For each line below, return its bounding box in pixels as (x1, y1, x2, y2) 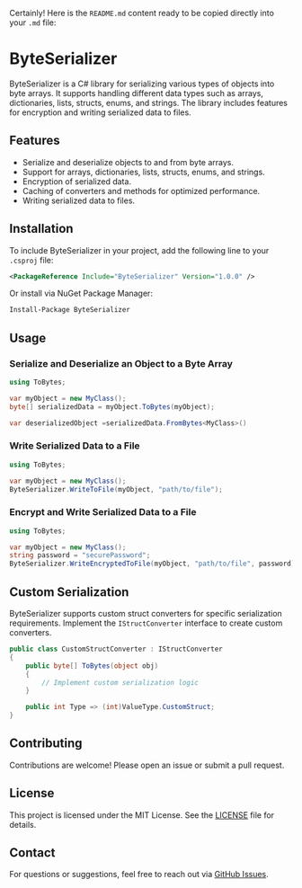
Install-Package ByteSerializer (9, 306, 130, 315)
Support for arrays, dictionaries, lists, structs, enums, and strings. (22, 166, 265, 177)
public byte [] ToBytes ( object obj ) (25, 661, 159, 670)
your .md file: (9, 17, 57, 28)
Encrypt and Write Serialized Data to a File (9, 506, 197, 519)
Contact (9, 845, 56, 861)
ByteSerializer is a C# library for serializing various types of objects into (9, 78, 275, 89)
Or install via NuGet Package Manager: (9, 288, 153, 299)
